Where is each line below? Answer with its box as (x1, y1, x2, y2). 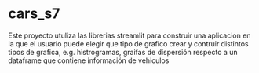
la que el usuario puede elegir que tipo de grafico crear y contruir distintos (8, 38, 249, 48)
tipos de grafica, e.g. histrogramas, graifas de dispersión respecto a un (8, 47, 238, 57)
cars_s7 (8, 5, 60, 23)
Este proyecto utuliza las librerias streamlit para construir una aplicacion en (8, 31, 251, 40)
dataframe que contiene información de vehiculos (8, 56, 170, 65)
